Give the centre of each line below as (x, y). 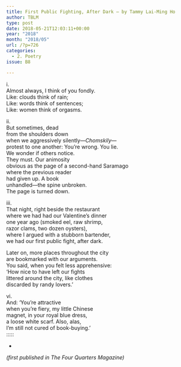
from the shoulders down (37, 134)
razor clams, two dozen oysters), (47, 228)
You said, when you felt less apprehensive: (59, 265)
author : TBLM (22, 17)
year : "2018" (22, 34)
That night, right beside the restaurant (53, 209)
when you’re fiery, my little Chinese (50, 308)
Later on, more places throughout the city (58, 253)
